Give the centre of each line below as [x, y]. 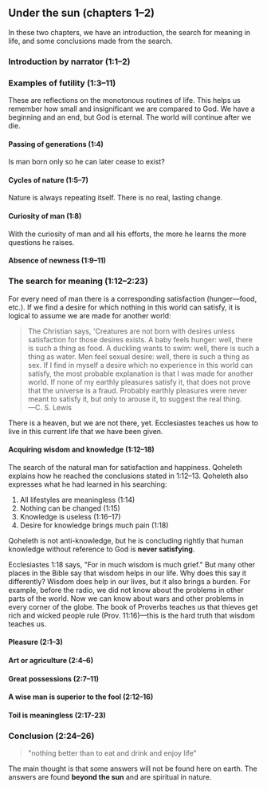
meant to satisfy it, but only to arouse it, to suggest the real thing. [135, 399]
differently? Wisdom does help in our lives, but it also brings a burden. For [130, 581]
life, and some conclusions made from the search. [90, 41]
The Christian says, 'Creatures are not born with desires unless [131, 331]
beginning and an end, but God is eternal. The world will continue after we [130, 117]
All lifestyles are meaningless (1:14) [77, 500]
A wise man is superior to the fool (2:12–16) [81, 697]
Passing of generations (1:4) [56, 144]
